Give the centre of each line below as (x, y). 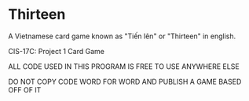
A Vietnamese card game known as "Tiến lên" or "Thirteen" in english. (122, 36)
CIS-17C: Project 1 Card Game (56, 51)
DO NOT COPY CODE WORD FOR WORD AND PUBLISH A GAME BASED (125, 81)
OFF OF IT (25, 90)
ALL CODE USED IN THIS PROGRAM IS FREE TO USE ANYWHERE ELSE (124, 66)
